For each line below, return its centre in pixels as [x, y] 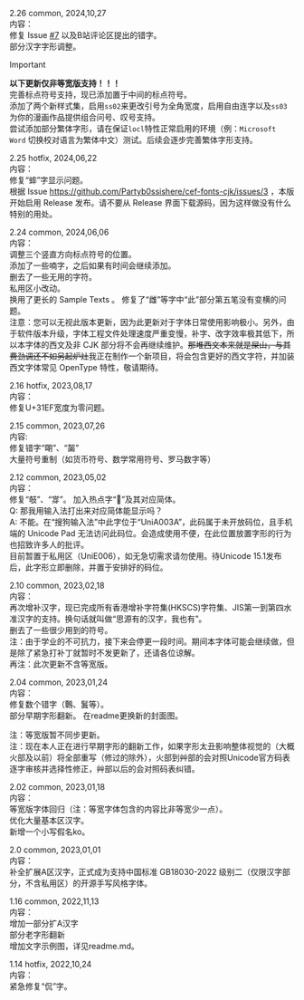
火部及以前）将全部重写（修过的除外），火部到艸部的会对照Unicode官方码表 [150, 757]
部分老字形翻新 [37, 935]
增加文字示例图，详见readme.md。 [75, 946]
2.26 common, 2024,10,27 [58, 13]
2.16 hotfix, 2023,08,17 [51, 385]
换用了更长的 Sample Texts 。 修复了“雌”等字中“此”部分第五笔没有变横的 [144, 299]
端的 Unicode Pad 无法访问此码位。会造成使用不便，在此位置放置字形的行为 [151, 533]
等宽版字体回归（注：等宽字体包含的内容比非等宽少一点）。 [119, 809]
